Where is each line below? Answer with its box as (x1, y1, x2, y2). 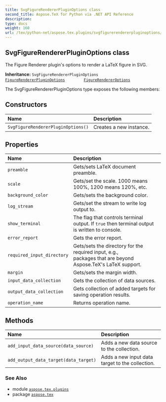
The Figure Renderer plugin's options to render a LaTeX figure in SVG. (5, 61, 147, 67)
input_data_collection (7, 278, 61, 284)
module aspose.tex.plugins (12, 386, 69, 392)
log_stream (7, 203, 33, 209)
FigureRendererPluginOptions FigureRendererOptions (5, 77, 130, 82)
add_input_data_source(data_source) (7, 343, 94, 349)
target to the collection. (101, 360, 155, 367)
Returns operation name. (73, 300, 131, 306)
